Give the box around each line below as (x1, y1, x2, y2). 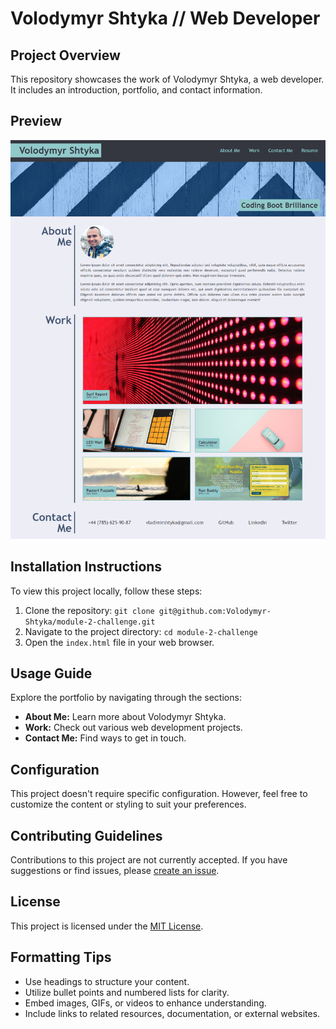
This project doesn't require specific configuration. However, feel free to (10, 788, 308, 800)
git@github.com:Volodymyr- (158, 606, 272, 616)
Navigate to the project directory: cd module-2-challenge (24, 625, 258, 637)
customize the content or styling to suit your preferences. (10, 798, 247, 811)
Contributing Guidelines (10, 827, 163, 844)
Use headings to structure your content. (24, 975, 190, 987)
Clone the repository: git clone (24, 604, 155, 616)
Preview (10, 113, 63, 130)
